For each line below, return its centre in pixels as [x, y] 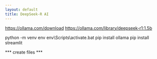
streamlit [14, 42]
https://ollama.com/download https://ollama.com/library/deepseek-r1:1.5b [78, 28]
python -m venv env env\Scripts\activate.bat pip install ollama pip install [77, 38]
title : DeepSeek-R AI [27, 14]
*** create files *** [24, 52]
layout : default [21, 10]
